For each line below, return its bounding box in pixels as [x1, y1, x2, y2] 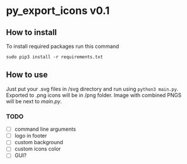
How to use [6, 70, 48, 80]
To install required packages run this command [6, 43, 119, 50]
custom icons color [14, 145, 61, 152]
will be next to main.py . [6, 97, 63, 104]
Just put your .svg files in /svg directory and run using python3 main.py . [6, 85, 179, 92]
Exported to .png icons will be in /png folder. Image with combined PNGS [6, 92, 182, 99]
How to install [6, 27, 57, 37]
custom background [14, 139, 63, 146]
